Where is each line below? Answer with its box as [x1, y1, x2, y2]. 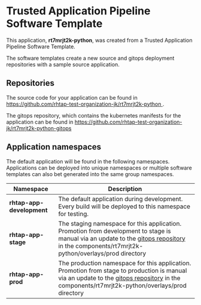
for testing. [58, 210, 89, 218]
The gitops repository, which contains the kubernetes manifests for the [6, 112, 181, 119]
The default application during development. [58, 195, 183, 203]
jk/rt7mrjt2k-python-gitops [6, 124, 72, 132]
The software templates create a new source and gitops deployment [6, 54, 175, 61]
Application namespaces [6, 142, 102, 152]
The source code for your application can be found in [6, 94, 138, 101]
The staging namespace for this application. [58, 219, 182, 227]
